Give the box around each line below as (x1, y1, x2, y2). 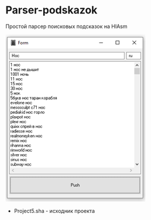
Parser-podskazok (5, 4, 98, 17)
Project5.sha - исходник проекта (13, 207, 95, 214)
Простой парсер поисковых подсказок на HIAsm (5, 23, 128, 30)
